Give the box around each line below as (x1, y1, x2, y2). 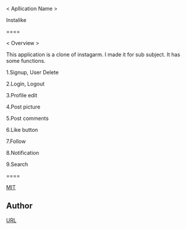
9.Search (6, 161, 28, 168)
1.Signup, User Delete (6, 69, 59, 76)
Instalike (6, 17, 27, 23)
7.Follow (6, 138, 26, 145)
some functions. (6, 58, 46, 64)
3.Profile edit (6, 92, 37, 98)
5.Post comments (6, 115, 49, 122)
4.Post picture (6, 103, 40, 110)
